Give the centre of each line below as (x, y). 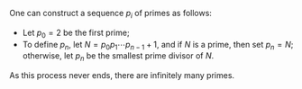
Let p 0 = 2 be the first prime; (76, 33)
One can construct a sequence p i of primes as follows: (110, 14)
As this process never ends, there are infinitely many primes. (122, 76)
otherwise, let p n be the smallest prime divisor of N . (118, 57)
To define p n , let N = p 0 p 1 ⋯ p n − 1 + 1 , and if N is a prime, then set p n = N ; (158, 45)
